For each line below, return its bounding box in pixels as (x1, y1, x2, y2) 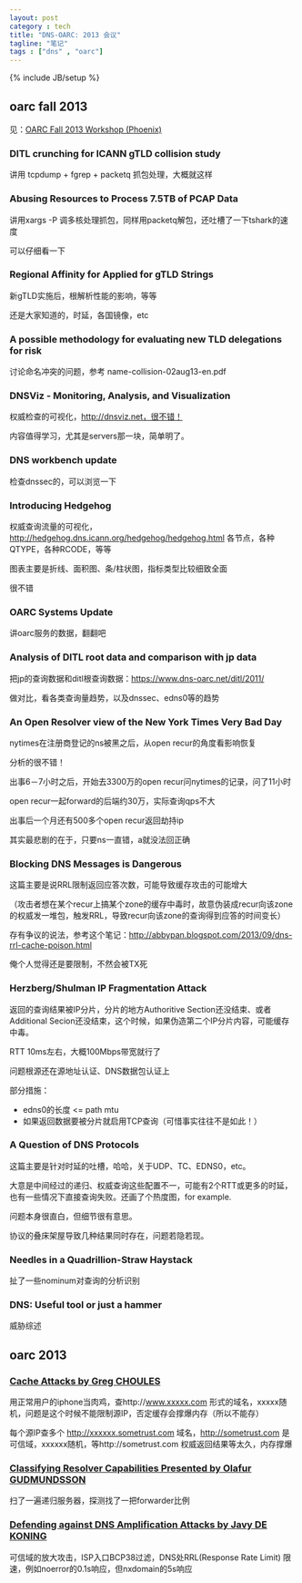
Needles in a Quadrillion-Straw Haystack (9, 1253, 193, 1266)
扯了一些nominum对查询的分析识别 (9, 1275, 141, 1286)
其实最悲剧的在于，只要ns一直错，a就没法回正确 (9, 834, 191, 845)
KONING (9, 1530, 47, 1543)
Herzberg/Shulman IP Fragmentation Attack (9, 982, 207, 994)
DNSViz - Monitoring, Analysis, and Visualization (9, 389, 231, 402)
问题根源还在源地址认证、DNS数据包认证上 (9, 1065, 170, 1076)
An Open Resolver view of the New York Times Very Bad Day (9, 715, 282, 728)
